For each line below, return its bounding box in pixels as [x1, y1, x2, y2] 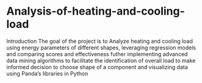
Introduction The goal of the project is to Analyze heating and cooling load [6, 37, 193, 45]
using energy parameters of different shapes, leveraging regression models [6, 44, 197, 51]
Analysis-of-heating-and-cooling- [6, 4, 185, 18]
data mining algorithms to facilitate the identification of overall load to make [6, 57, 196, 64]
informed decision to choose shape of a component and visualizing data [6, 63, 188, 71]
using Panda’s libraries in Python [6, 70, 88, 77]
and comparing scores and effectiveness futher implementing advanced [6, 50, 188, 57]
